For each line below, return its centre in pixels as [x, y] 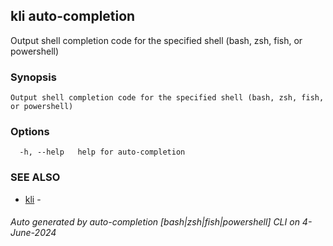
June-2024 [33, 233]
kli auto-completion [73, 16]
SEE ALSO [35, 177]
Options [30, 132]
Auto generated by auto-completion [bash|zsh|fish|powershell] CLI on [155, 222]
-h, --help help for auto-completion [102, 152]
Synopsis [33, 77]
